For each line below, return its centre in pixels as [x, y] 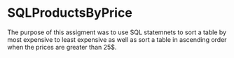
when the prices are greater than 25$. [62, 47]
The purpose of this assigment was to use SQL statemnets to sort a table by [117, 32]
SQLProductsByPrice [70, 13]
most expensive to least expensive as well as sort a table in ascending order [117, 39]
